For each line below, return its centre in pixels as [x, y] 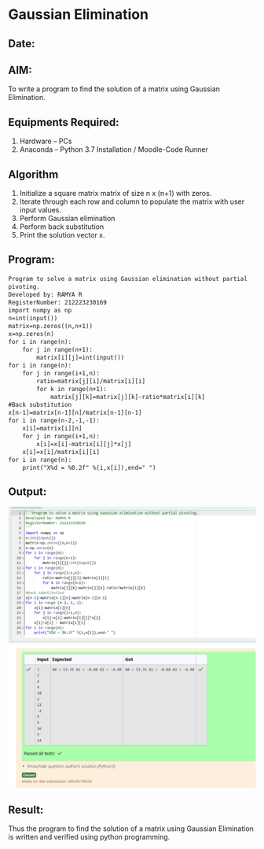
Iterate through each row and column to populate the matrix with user [132, 201]
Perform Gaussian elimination [67, 219]
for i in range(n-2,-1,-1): [54, 420]
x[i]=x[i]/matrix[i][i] [61, 452]
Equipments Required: [64, 122]
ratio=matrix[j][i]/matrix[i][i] [91, 381]
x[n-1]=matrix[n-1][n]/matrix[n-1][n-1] [75, 412]
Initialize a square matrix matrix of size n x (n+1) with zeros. [115, 194]
